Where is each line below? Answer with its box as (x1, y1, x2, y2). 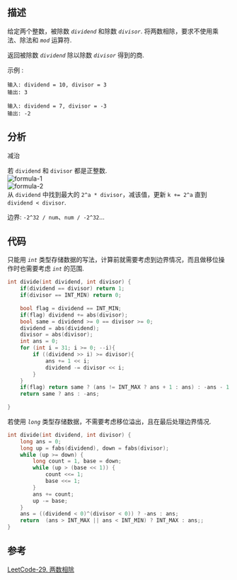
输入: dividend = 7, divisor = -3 (7, 102, 108, 110)
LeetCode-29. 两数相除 (7, 565, 74, 574)
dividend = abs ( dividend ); (20, 324, 100, 331)
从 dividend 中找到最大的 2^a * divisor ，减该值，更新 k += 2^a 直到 (7, 190, 207, 198)
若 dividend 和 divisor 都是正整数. (7, 166, 108, 175)
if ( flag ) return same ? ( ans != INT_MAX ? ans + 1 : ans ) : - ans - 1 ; (20, 384, 233, 391)
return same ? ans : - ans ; (20, 390, 100, 398)
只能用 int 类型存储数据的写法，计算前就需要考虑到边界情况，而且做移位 (7, 256, 219, 264)
